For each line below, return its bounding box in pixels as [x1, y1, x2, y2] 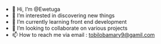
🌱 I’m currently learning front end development [11, 18, 127, 25]
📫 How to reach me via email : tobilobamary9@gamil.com [11, 32, 155, 38]
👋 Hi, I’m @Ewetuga [11, 6, 61, 12]
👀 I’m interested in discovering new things [11, 12, 115, 19]
